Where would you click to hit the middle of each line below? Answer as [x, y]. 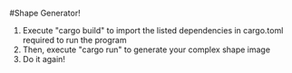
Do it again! [44, 59]
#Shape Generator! [45, 13]
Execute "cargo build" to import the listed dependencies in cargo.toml [153, 30]
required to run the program [74, 40]
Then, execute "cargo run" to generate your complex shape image [146, 50]
